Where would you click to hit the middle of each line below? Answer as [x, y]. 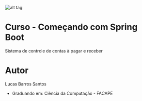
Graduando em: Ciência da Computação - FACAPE [62, 93]
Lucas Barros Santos [26, 84]
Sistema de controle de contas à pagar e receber [54, 50]
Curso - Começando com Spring [71, 27]
